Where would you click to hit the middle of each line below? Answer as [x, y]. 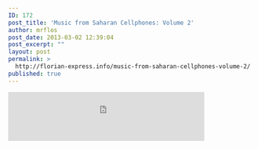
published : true [35, 74]
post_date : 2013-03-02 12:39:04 [61, 37]
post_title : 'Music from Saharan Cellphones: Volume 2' [101, 23]
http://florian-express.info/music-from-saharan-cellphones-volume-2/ [133, 67]
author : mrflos [33, 30]
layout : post [29, 52]
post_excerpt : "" [36, 45]
